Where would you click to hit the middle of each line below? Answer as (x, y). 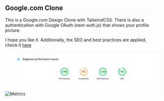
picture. (13, 30)
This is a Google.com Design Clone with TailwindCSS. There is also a (75, 20)
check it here (18, 45)
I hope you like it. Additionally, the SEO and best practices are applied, (76, 40)
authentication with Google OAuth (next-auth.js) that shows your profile (77, 25)
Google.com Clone (34, 8)
